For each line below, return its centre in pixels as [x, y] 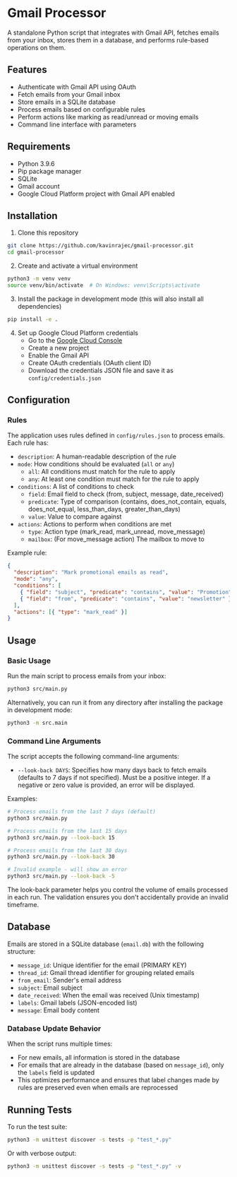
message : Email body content [59, 1010]
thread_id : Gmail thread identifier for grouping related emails [106, 972]
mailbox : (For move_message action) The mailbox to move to [116, 539]
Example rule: [27, 553]
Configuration [39, 400]
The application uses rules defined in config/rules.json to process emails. [116, 435]
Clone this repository [48, 233]
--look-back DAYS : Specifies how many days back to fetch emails [112, 770]
